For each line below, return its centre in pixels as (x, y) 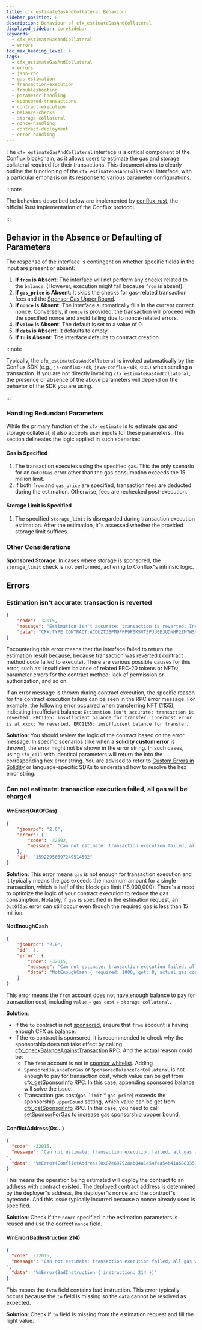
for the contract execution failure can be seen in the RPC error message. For (101, 699)
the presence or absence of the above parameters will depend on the (92, 379)
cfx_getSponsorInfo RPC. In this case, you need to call (91, 1108)
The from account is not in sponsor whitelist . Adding (88, 1063)
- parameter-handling (39, 96)
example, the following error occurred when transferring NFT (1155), (91, 705)
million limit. (30, 479)
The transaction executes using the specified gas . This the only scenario (104, 466)
